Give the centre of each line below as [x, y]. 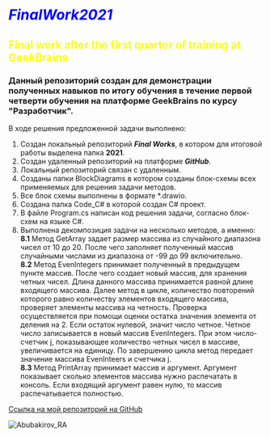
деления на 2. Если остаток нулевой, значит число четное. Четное [135, 325]
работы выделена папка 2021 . [72, 152]
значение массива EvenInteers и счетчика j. [96, 359]
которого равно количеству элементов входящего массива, [124, 299]
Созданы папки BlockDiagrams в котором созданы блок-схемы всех [138, 178]
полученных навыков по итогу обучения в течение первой [130, 91]
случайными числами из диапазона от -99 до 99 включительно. [131, 256]
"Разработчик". [41, 111]
